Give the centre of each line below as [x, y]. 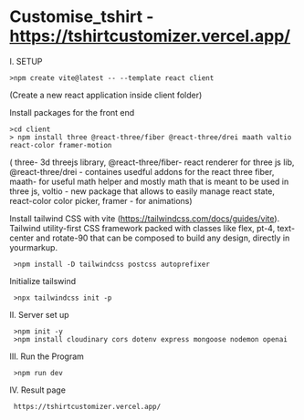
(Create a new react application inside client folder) [106, 95]
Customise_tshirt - [82, 17]
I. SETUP [26, 61]
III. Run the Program [47, 356]
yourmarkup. [33, 247]
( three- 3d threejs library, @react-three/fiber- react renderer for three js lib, [152, 162]
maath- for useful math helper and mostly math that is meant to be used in [149, 181]
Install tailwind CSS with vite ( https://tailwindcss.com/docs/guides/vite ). [145, 218]
